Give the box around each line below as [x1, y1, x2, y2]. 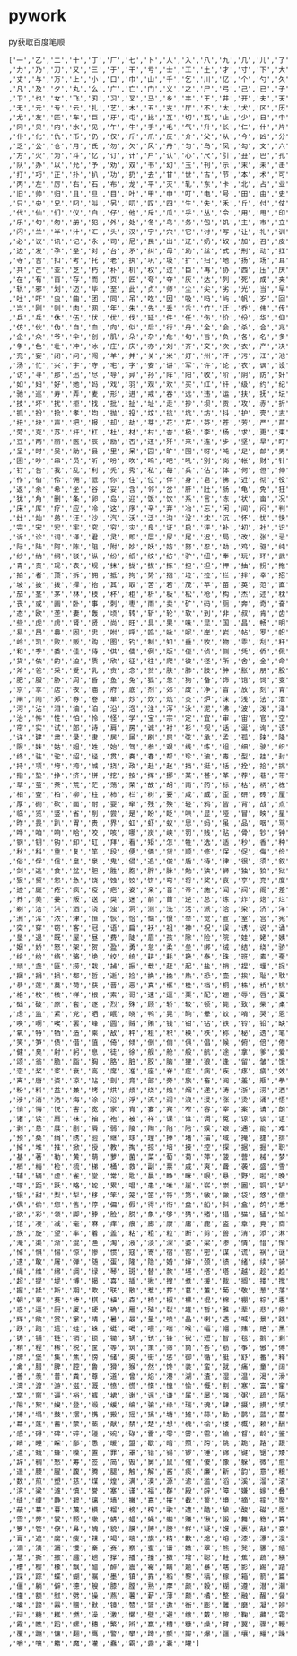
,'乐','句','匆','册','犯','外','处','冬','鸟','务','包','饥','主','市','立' [8, 217, 290, 227]
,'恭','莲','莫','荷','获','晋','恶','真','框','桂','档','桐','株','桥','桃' [8, 980, 290, 990]
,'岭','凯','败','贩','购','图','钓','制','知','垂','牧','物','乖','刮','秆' [8, 637, 290, 646]
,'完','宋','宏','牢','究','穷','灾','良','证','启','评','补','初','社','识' [8, 522, 290, 532]
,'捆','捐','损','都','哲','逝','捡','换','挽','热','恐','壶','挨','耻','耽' [8, 971, 290, 980]
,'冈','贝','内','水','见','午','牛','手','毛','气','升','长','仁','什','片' [8, 122, 290, 131]
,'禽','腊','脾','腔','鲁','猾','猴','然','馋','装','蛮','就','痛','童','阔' [8, 1362, 290, 1371]
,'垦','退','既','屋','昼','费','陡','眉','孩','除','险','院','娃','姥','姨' [8, 933, 290, 942]
